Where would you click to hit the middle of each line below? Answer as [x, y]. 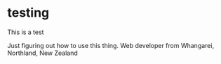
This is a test [26, 32]
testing [28, 13]
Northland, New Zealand [43, 53]
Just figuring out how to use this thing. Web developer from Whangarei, [111, 45]
